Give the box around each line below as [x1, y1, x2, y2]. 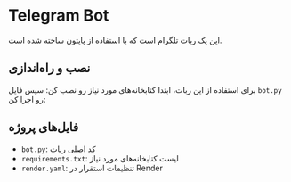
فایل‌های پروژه [8, 120, 79, 135]
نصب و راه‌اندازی [8, 61, 91, 76]
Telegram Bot [8, 5, 109, 26]
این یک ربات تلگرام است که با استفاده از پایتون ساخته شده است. [8, 35, 222, 45]
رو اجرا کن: [8, 94, 46, 104]
